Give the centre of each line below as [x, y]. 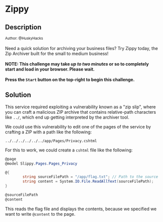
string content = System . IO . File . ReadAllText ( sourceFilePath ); [88, 182]
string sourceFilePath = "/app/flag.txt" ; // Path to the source [91, 177]
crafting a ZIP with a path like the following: [48, 132]
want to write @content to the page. [40, 214]
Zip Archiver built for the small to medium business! [57, 53]
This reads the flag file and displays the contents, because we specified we [81, 209]
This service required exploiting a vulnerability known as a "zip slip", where [81, 107]
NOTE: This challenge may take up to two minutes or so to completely [77, 64]
